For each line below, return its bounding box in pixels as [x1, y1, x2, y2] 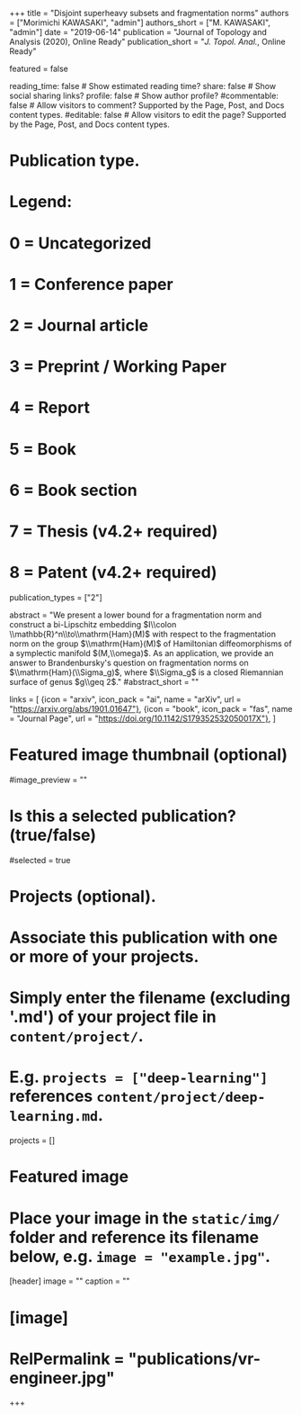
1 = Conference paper [9, 274, 173, 294]
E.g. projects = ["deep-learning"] [9, 1067, 269, 1087]
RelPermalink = [9, 1348, 125, 1369]
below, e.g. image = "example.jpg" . [9, 1246, 271, 1266]
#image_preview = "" [9, 774, 88, 785]
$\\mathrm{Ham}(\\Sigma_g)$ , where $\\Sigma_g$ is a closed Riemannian [9, 666, 284, 678]
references [9, 1086, 93, 1106]
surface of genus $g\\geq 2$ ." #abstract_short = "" [9, 676, 199, 687]
